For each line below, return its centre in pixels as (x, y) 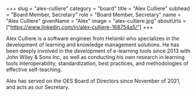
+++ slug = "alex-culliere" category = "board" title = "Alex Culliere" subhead (98, 8)
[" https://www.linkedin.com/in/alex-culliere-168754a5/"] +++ (80, 27)
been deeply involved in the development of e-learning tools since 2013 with (98, 51)
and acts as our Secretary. (38, 87)
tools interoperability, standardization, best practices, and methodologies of (97, 63)
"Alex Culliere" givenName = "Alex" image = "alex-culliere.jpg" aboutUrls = (96, 21)
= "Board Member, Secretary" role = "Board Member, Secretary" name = (94, 15)
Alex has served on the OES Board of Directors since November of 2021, (93, 81)
